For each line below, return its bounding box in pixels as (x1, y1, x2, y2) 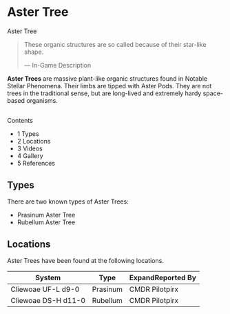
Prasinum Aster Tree (17, 211, 76, 219)
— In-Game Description (23, 61, 92, 69)
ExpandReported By (129, 273, 196, 282)
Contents (7, 117, 33, 125)
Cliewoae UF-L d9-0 (10, 284, 80, 294)
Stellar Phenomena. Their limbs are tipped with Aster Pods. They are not (7, 81, 212, 90)
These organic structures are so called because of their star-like (23, 40, 207, 48)
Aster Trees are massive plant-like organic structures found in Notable (7, 74, 208, 83)
